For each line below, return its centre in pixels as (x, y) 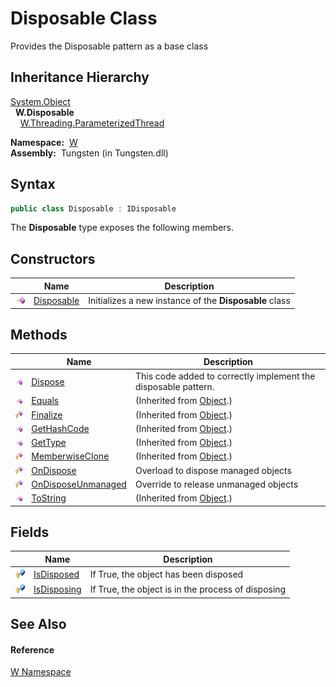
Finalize (47, 414)
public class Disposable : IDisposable (93, 208)
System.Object (40, 101)
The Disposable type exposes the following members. (122, 228)
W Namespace (41, 672)
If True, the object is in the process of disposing (188, 589)
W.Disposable (44, 112)
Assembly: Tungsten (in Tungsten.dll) (89, 153)
